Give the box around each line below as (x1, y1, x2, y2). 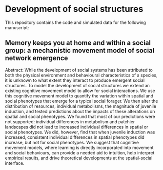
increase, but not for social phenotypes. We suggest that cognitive (5, 139, 139, 145)
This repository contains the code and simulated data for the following (5, 19, 146, 25)
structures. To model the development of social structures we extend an (5, 82, 150, 88)
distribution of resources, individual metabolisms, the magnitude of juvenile (5, 103, 157, 109)
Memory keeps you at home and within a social (5, 39, 151, 47)
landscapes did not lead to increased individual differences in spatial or (5, 124, 148, 130)
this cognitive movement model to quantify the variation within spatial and (5, 93, 154, 98)
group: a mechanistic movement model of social (5, 46, 155, 55)
